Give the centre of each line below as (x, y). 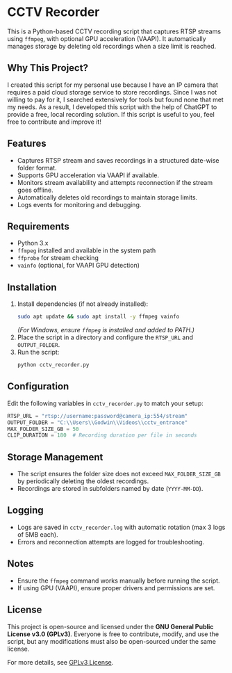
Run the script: (38, 352)
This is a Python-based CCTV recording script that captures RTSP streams (114, 31)
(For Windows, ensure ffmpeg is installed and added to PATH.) (106, 330)
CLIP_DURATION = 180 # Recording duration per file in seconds (102, 435)
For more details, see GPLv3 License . (60, 662)
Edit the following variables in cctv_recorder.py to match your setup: (105, 403)
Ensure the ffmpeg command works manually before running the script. (118, 581)
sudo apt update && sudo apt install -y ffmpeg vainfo (98, 317)
